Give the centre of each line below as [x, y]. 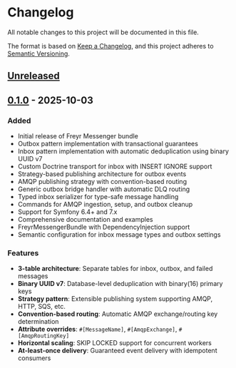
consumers [34, 358]
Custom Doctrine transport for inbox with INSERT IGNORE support [115, 167]
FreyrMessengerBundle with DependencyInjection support [104, 227]
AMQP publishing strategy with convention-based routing [102, 182]
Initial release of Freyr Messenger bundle [78, 136]
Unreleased [34, 76]
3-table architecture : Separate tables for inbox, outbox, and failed [115, 269]
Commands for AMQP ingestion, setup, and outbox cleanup [105, 205]
